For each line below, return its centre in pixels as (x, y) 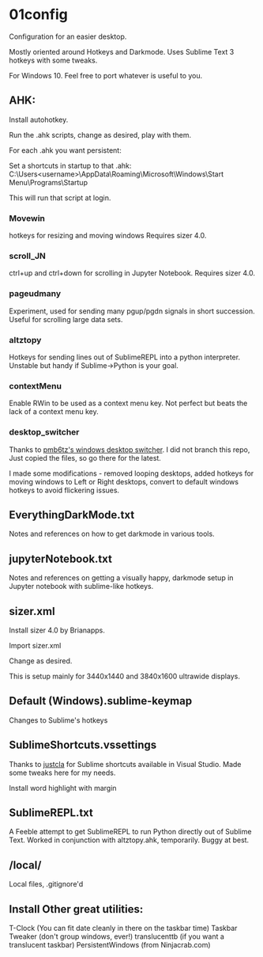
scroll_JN (28, 256)
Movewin (27, 218)
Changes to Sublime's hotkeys (58, 720)
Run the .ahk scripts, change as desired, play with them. (100, 135)
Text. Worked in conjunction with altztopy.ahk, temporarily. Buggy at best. (129, 840)
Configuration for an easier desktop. (68, 36)
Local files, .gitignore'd (46, 884)
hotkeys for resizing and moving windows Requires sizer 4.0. (108, 236)
